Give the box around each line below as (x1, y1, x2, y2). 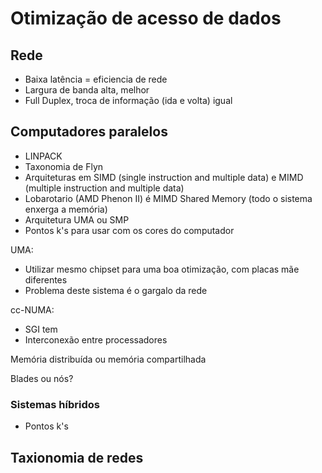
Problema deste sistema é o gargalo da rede (24, 284, 208, 296)
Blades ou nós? (10, 372, 74, 384)
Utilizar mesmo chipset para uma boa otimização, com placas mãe (24, 263, 300, 275)
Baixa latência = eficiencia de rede (24, 73, 168, 85)
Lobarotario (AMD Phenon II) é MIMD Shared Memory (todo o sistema (24, 192, 313, 204)
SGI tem (24, 323, 58, 335)
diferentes (24, 273, 68, 286)
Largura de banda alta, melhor (24, 84, 150, 96)
